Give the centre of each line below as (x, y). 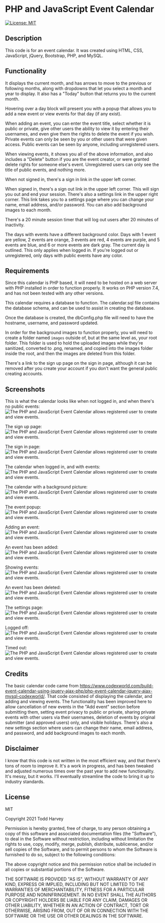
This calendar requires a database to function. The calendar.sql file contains (82, 303)
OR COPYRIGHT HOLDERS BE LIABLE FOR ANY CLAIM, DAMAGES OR (76, 900)
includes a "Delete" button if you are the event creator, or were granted (77, 159)
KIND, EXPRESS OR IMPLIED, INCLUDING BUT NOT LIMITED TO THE (75, 884)
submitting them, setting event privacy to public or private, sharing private (80, 712)
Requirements (27, 271)
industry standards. (25, 781)
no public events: (23, 406)
